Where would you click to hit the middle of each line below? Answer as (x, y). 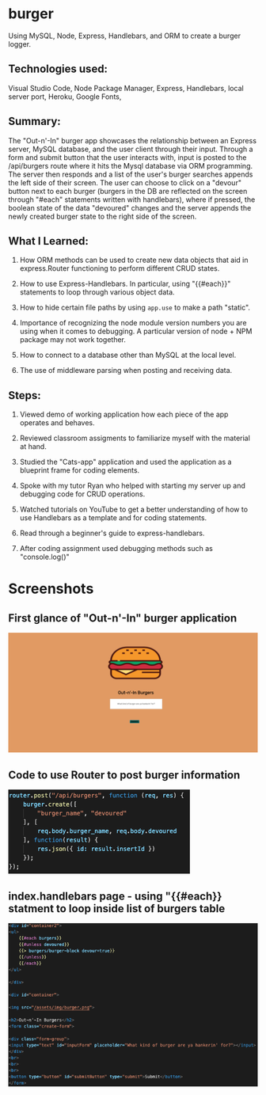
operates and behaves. (57, 423)
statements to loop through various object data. (97, 292)
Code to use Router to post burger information (124, 775)
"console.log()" (44, 557)
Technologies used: (58, 69)
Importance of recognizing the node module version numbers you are (133, 323)
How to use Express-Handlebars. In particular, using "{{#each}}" (125, 284)
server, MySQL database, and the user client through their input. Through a (131, 149)
